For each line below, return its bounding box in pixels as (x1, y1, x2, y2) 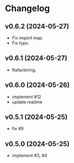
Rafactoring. (12, 67, 37, 73)
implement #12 (12, 94, 41, 100)
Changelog (5, 3, 50, 14)
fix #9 (12, 126, 24, 132)
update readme (12, 99, 42, 104)
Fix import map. (12, 35, 43, 41)
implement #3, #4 (12, 153, 47, 159)
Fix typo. (12, 40, 30, 46)
